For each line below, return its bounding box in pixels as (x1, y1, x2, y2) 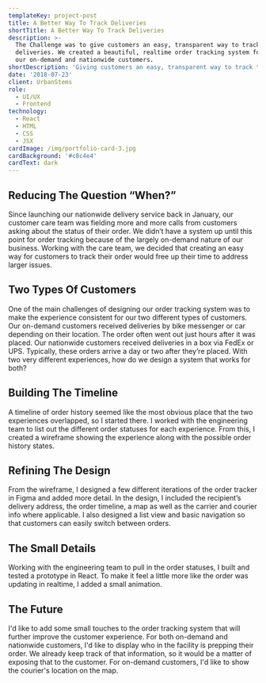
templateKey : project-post (8, 11, 97, 20)
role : (8, 85, 26, 94)
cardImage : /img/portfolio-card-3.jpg (8, 144, 136, 152)
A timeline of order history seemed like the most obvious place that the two (8, 407, 253, 416)
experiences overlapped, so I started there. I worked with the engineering (8, 416, 248, 425)
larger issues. (8, 259, 53, 270)
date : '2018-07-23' (8, 71, 73, 79)
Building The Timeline (8, 386, 119, 400)
